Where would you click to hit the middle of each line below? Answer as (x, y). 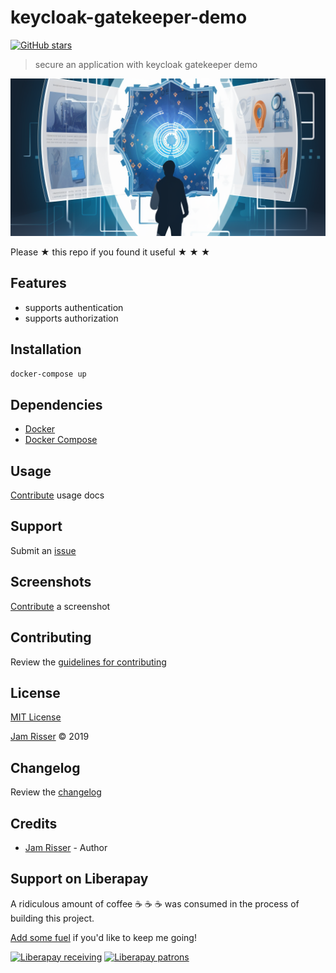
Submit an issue (43, 550)
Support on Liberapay (79, 879)
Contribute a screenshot (60, 606)
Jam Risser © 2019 (50, 737)
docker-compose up (48, 374)
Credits (34, 823)
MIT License (36, 717)
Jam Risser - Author (66, 847)
